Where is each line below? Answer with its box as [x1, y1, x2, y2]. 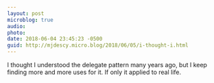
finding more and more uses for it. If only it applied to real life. [7, 68, 182, 76]
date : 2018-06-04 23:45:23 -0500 [7, 36, 103, 43]
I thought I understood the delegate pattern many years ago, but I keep [7, 61, 208, 69]
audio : [7, 23, 26, 29]
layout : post [7, 10, 45, 17]
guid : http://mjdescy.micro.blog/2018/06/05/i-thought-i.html [7, 42, 189, 49]
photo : [7, 29, 26, 36]
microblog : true [7, 16, 53, 23]
